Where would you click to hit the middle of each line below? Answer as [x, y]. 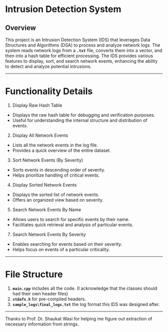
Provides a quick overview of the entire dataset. [61, 150]
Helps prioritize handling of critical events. [56, 175]
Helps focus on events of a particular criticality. [61, 249]
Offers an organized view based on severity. [58, 200]
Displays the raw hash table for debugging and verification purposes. [84, 115]
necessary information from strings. [42, 324]
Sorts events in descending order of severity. [59, 170]
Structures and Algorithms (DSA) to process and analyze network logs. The [83, 45]
